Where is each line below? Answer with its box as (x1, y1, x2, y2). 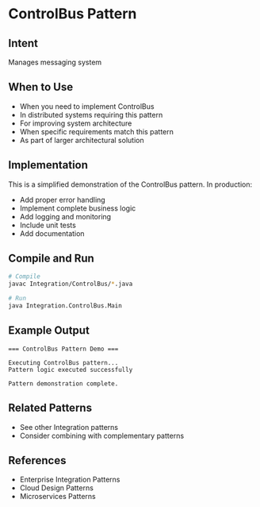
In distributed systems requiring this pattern (19, 110, 163, 119)
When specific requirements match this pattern (19, 126, 174, 136)
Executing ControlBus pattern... (8, 358, 119, 366)
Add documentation (19, 228, 85, 238)
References (8, 454, 67, 467)
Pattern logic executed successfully (8, 366, 133, 373)
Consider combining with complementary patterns (19, 431, 185, 440)
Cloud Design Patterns (19, 483, 94, 493)
